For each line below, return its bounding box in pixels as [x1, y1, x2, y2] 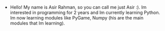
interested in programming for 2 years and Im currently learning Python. [10, 9, 160, 15]
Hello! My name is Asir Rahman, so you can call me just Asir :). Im [10, 4, 147, 10]
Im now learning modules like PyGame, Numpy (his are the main [10, 15, 144, 20]
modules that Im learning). [10, 20, 65, 26]
